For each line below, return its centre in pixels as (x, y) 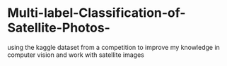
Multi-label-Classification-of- (97, 13)
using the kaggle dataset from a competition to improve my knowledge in (114, 47)
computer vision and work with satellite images (76, 55)
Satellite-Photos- (59, 28)
